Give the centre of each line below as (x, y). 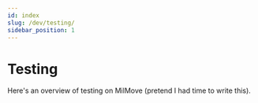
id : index (24, 15)
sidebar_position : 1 (41, 30)
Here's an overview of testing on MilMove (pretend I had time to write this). (129, 90)
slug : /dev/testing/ (41, 23)
